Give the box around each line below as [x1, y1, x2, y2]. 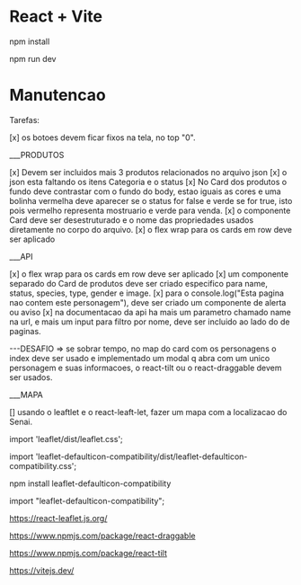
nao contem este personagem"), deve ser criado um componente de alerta [9, 297, 287, 307]
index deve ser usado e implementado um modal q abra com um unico [9, 352, 270, 363]
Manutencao [9, 85, 106, 105]
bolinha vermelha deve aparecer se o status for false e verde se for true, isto [9, 195, 293, 206]
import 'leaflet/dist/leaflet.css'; [9, 433, 123, 444]
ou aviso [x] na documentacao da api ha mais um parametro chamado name [9, 306, 292, 317]
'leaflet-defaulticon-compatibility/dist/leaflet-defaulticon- [35, 451, 248, 462]
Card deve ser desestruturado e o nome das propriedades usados [9, 214, 254, 226]
